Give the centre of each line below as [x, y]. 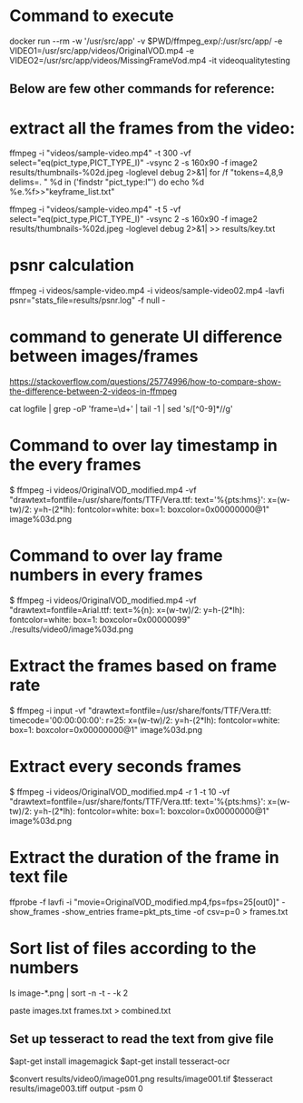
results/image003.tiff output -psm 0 [76, 1088]
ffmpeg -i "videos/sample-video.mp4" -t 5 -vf [95, 209]
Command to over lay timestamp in [144, 446]
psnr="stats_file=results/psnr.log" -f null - [88, 300]
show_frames [34, 911]
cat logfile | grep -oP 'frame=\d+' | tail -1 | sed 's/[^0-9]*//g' [121, 409]
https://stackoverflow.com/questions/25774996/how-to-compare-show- [145, 382]
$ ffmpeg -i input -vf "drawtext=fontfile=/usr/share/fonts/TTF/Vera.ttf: [141, 710]
